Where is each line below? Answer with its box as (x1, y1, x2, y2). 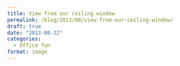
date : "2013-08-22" (7, 29, 63, 36)
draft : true (7, 23, 41, 30)
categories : (7, 36, 41, 43)
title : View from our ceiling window (7, 10, 115, 17)
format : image (7, 49, 48, 56)
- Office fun (13, 42, 51, 49)
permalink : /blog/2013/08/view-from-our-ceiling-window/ (7, 16, 174, 23)
